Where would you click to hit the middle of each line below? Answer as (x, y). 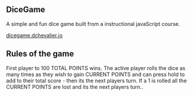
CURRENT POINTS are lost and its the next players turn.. (75, 87)
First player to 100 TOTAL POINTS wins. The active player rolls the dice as (96, 68)
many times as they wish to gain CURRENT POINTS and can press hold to (95, 74)
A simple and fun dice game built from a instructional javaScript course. (93, 24)
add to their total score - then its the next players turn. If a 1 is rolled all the (97, 80)
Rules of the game (40, 54)
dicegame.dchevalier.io (35, 35)
